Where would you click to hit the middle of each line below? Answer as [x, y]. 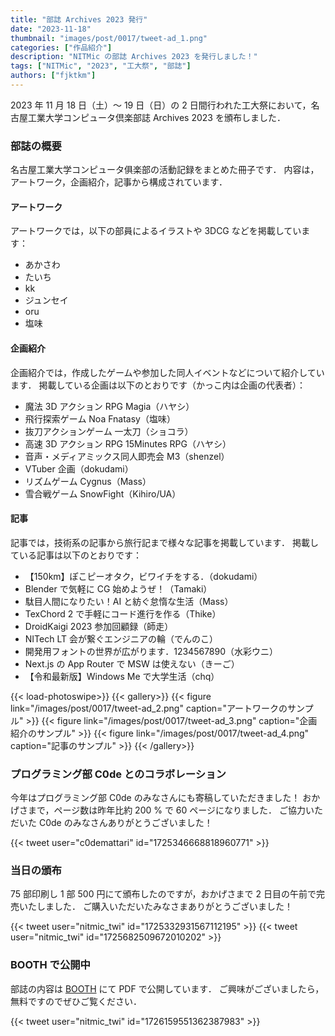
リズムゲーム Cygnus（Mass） [88, 481]
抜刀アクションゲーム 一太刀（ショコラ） [109, 431]
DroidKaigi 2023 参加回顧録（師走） [99, 626]
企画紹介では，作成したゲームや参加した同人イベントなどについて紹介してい [167, 372]
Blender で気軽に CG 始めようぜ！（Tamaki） [118, 588]
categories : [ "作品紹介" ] [61, 47]
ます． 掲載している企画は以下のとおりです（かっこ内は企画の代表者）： [158, 385]
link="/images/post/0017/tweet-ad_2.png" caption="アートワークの [149, 708]
